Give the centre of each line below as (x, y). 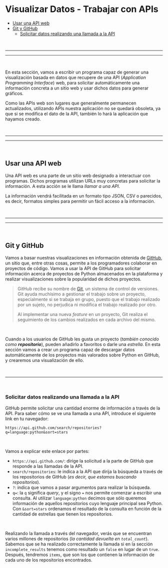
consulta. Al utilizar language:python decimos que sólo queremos (79, 498)
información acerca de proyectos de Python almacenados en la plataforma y (84, 273)
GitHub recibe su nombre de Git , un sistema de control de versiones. (88, 288)
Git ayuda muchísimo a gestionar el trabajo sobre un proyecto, (81, 294)
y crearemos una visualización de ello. (44, 360)
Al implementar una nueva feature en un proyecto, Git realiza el (82, 314)
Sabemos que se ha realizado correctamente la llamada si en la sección (79, 544)
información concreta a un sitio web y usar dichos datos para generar (77, 88)
